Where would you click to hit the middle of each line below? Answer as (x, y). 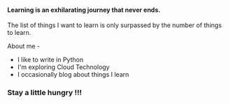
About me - (24, 46)
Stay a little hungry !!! (44, 93)
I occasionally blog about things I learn (73, 75)
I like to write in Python (50, 60)
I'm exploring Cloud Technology (63, 67)
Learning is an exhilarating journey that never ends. (84, 10)
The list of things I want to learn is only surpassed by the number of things (114, 25)
